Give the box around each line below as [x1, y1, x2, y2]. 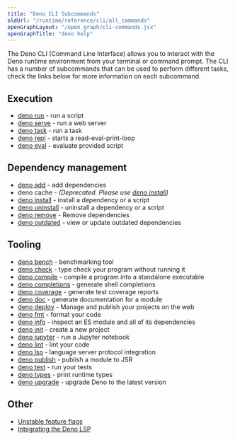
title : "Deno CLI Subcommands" [7, 10, 100, 18]
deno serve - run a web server [17, 119, 107, 127]
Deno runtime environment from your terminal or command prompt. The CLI [7, 57, 229, 66]
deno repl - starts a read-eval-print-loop [17, 134, 136, 142]
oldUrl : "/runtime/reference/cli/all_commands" [7, 17, 151, 24]
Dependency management [7, 162, 127, 174]
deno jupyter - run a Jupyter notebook [17, 332, 130, 341]
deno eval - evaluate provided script [17, 141, 124, 150]
